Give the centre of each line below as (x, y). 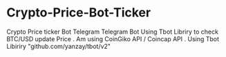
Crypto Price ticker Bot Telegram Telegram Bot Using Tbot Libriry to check (113, 32)
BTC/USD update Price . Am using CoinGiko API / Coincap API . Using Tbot (113, 38)
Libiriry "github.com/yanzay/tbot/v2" (59, 46)
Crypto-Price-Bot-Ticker (79, 13)
